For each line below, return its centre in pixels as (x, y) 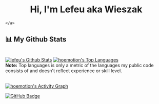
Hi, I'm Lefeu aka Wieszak (86, 9)
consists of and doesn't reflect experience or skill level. (64, 71)
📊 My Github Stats (36, 39)
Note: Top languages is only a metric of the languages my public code (79, 65)
